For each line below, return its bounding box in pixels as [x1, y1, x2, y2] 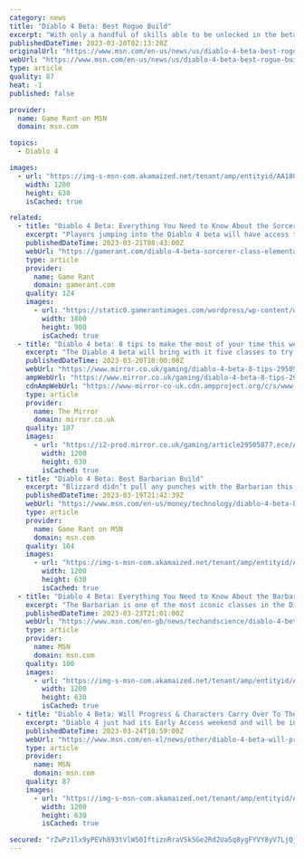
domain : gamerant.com [33, 281, 116, 290]
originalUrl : [9, 47, 59, 56]
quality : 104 [25, 541, 75, 550]
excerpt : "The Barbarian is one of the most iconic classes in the [25, 600, 285, 609]
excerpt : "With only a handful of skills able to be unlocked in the [9, 30, 278, 39]
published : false [9, 89, 75, 98]
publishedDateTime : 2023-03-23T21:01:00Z [25, 608, 184, 618]
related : [9, 214, 43, 223]
